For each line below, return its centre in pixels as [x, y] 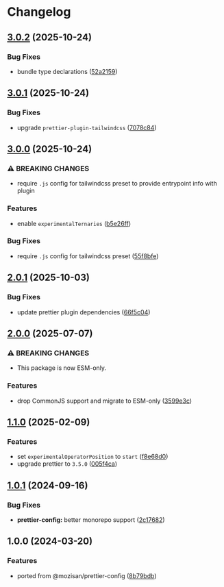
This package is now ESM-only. [62, 368]
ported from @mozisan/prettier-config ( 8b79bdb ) [87, 575]
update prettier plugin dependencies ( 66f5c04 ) [84, 312]
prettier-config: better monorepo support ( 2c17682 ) [91, 520]
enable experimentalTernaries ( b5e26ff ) [74, 223]
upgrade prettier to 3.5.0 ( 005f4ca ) [67, 464]
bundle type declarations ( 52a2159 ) [67, 71]
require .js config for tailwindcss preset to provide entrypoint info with [117, 184]
